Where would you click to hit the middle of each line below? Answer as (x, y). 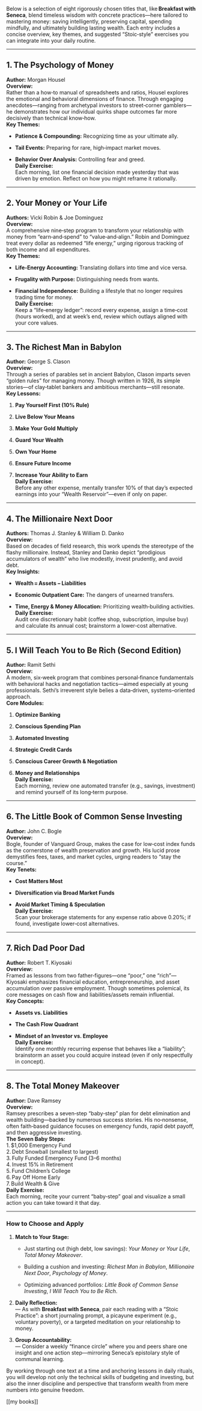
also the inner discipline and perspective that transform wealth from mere (97, 1383)
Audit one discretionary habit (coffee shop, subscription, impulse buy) (102, 619)
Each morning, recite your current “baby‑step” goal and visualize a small (96, 1196)
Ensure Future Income (43, 464)
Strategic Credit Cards (43, 750)
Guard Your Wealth (39, 440)
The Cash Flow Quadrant (47, 1024)
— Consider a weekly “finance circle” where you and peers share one (101, 1346)
